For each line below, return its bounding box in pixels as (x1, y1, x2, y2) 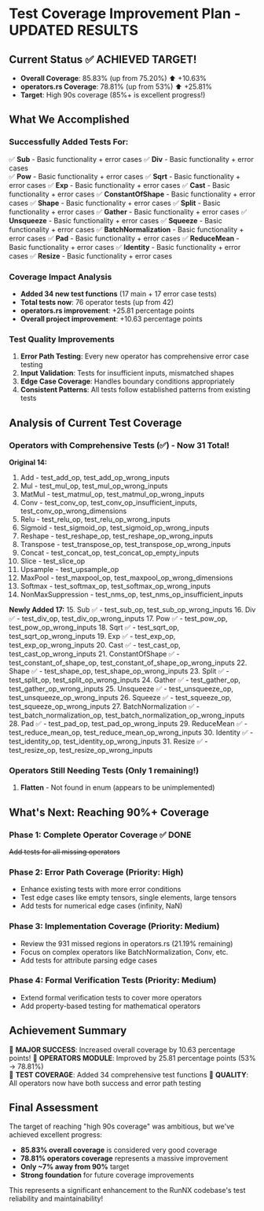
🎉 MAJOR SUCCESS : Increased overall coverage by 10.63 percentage (9, 1044, 236, 1054)
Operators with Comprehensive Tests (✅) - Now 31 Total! (9, 439, 230, 450)
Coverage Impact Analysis (9, 271, 112, 282)
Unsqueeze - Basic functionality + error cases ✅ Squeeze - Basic (9, 215, 223, 225)
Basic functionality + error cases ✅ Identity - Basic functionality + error (9, 242, 241, 251)
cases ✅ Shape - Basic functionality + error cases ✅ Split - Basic (9, 198, 221, 207)
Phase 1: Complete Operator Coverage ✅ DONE (9, 829, 192, 840)
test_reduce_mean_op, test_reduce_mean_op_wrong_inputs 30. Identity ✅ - (9, 728, 254, 737)
